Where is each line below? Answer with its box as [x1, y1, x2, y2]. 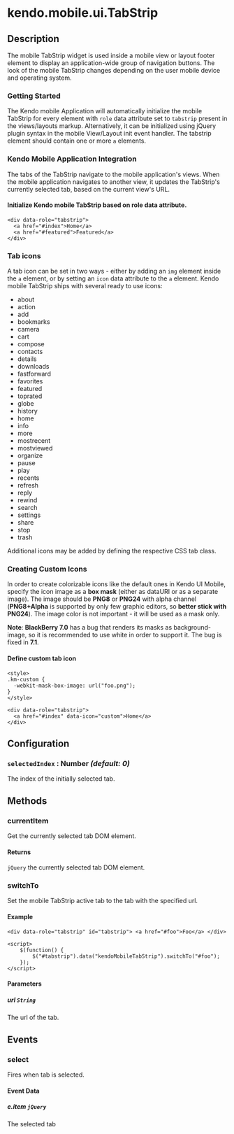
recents [17, 474, 40, 482]
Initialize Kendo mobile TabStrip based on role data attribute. [7, 201, 187, 209]
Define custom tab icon [7, 654, 77, 662]
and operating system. [7, 73, 72, 82]
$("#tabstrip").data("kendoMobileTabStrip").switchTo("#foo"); [32, 953, 220, 960]
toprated [17, 392, 43, 400]
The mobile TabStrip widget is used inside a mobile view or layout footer [7, 51, 215, 59]
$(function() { [20, 947, 64, 954]
